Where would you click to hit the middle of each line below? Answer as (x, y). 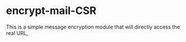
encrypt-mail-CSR (51, 11)
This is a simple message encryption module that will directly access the (93, 27)
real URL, (17, 33)
